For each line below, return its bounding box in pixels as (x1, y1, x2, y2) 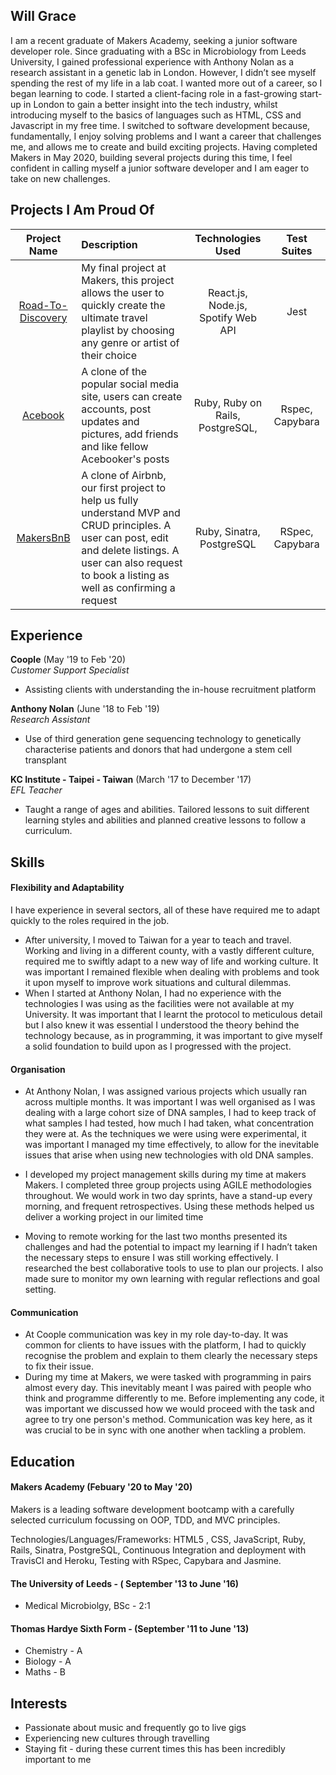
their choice (81, 348, 137, 362)
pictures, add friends (81, 427, 179, 441)
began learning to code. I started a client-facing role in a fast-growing (10, 87, 298, 99)
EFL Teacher (10, 784, 63, 796)
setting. (24, 1284, 57, 1296)
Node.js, (208, 298, 248, 312)
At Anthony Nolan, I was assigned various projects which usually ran (24, 1085, 308, 1098)
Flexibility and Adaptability (10, 882, 125, 894)
